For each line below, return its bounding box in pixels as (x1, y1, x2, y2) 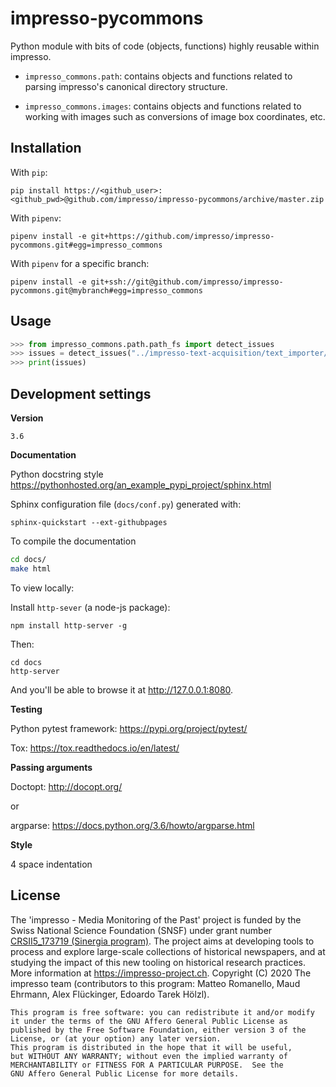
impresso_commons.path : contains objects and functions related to (24, 70, 293, 82)
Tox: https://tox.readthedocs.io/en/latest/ (10, 742, 180, 754)
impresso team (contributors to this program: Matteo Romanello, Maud (10, 977, 301, 989)
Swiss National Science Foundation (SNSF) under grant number (10, 924, 273, 936)
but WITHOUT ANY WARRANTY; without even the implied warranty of (10, 1051, 288, 1061)
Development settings (10, 385, 152, 402)
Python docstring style (10, 468, 104, 480)
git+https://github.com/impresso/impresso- (90, 231, 275, 241)
